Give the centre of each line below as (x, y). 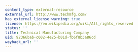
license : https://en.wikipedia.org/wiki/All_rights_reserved (69, 24)
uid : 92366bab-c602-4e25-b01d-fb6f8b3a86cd (51, 38)
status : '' (16, 28)
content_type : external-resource (39, 10)
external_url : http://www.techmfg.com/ (46, 14)
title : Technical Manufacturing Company (47, 33)
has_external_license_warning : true (43, 19)
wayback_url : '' (22, 42)
